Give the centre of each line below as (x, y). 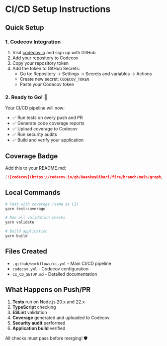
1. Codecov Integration (33, 42)
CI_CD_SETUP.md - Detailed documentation (55, 274)
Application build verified (39, 328)
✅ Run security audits (35, 134)
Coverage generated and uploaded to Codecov (61, 318)
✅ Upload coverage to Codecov (45, 129)
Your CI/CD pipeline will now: (35, 108)
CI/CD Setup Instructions (58, 9)
